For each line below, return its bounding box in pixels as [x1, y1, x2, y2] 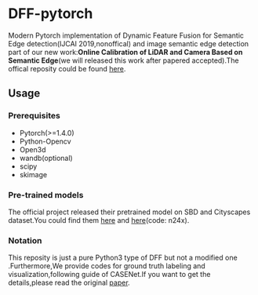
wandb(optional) [19, 153, 73, 162]
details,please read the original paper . [8, 278, 131, 287]
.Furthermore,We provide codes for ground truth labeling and [8, 261, 205, 271]
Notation [8, 235, 42, 246]
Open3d [19, 144, 46, 154]
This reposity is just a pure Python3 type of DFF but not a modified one [8, 253, 238, 263]
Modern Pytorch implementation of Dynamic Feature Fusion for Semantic [8, 31, 245, 40]
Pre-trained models [8, 189, 84, 200]
